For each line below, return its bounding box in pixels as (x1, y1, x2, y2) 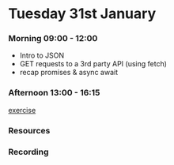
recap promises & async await (19, 68, 119, 77)
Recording (8, 146, 49, 157)
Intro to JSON (19, 51, 65, 60)
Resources (8, 125, 51, 136)
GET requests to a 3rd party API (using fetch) (19, 59, 168, 69)
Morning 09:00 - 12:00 (8, 33, 98, 44)
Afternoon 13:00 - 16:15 (8, 88, 100, 99)
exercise (8, 105, 36, 114)
